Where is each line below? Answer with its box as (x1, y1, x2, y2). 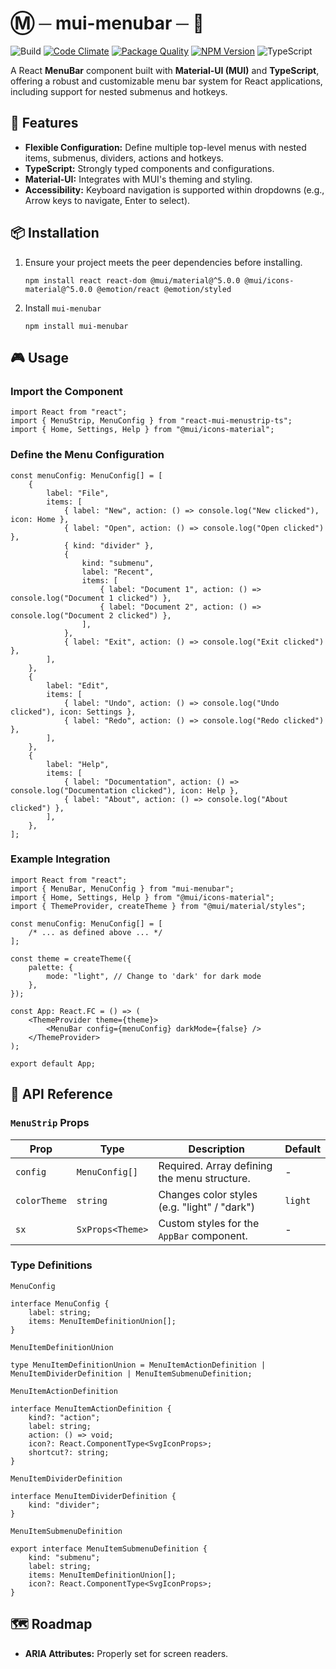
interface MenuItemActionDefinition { (10, 1403, 172, 1414)
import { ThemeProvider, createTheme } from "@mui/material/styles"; (10, 901, 307, 911)
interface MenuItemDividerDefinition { (10, 1491, 177, 1501)
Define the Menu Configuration (10, 448, 165, 462)
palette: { (28, 962, 74, 972)
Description (188, 1142, 246, 1156)
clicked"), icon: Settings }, (10, 707, 137, 717)
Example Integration (10, 852, 111, 866)
